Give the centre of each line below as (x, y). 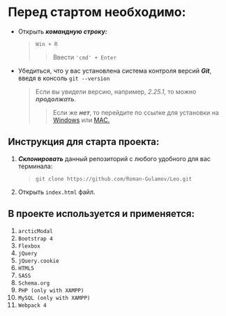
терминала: (35, 166)
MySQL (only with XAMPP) (54, 298)
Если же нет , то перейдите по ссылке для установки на (136, 112)
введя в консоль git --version (64, 78)
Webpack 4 (32, 305)
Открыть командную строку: (62, 31)
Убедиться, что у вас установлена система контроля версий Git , (115, 70)
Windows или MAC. (81, 120)
